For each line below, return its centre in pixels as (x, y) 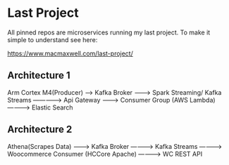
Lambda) (203, 100)
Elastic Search (52, 107)
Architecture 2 (40, 130)
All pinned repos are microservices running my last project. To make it (109, 32)
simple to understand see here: (52, 39)
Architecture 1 (39, 75)
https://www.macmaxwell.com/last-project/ (70, 53)
